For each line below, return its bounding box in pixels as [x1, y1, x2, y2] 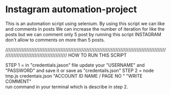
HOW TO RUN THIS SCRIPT [68, 52, 127, 58]
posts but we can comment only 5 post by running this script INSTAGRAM [5, 31, 162, 37]
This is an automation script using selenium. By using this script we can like [5, 20, 165, 27]
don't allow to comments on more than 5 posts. [5, 37, 105, 43]
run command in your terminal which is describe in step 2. [5, 83, 128, 90]
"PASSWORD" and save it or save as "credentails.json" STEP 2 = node [5, 67, 154, 74]
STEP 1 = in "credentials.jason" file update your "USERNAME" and [5, 62, 145, 68]
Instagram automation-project [5, 4, 137, 15]
